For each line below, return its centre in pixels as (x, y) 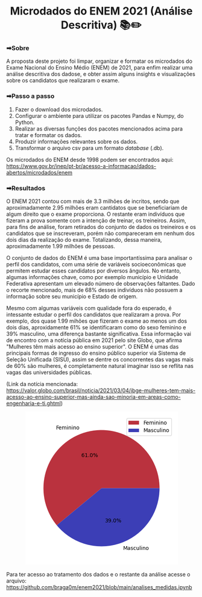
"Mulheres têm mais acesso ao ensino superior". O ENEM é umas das (93, 347)
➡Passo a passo (30, 96)
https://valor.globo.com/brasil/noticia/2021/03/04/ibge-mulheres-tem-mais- (101, 390)
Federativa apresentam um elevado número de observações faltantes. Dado (101, 284)
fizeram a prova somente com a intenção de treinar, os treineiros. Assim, (96, 221)
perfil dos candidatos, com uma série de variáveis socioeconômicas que (96, 265)
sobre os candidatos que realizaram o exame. (63, 80)
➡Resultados (26, 188)
